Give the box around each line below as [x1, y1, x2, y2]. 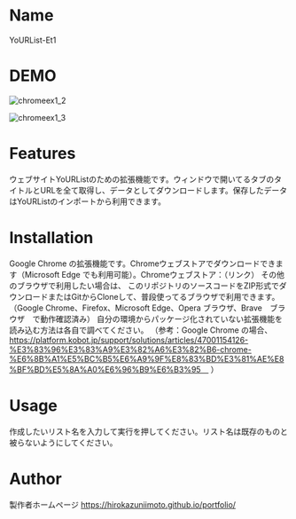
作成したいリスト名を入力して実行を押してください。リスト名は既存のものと [9, 426, 288, 436]
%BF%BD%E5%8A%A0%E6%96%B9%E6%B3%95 [9, 364, 201, 374]
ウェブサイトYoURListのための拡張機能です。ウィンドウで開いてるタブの [9, 174, 275, 185]
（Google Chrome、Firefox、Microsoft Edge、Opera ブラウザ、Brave [9, 303, 263, 313]
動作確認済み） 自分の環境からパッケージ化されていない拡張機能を [39, 313, 284, 324]
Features [9, 144, 76, 164]
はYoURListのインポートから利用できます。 [9, 196, 167, 207]
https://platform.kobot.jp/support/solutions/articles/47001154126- [9, 334, 249, 345]
